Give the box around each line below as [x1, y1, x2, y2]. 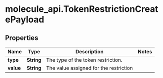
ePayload [5, 14, 44, 25]
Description [75, 48, 104, 55]
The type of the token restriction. [46, 57, 122, 63]
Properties [5, 34, 39, 42]
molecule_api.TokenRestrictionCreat [5, 3, 159, 15]
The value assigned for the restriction [46, 65, 133, 71]
